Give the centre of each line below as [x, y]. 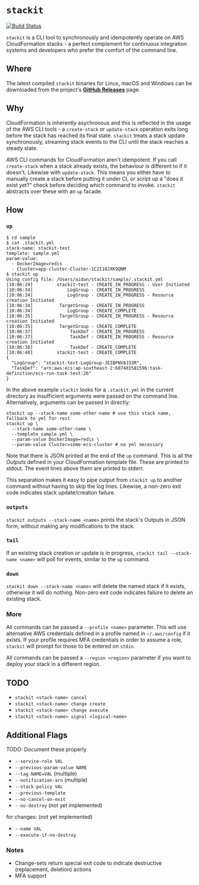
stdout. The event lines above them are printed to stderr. [75, 468]
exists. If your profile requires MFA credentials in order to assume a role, [94, 640]
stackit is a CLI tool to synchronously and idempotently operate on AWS [95, 37]
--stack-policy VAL [39, 787]
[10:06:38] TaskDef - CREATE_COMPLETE [71, 348]
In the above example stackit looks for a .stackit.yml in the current [90, 390]
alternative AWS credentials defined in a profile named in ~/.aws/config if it [98, 633]
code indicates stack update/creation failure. [61, 493]
